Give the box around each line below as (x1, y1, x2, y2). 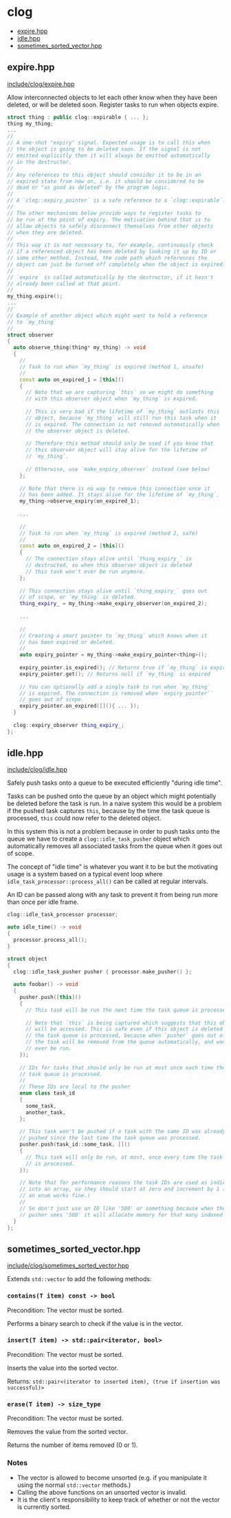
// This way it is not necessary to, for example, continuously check (7, 242, 214, 249)
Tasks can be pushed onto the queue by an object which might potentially (7, 792, 217, 801)
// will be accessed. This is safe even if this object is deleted (25, 1026, 223, 1033)
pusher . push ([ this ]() (19, 994, 81, 1001)
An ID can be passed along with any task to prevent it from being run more (7, 891, 218, 899)
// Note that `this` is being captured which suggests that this (25, 1020, 217, 1026)
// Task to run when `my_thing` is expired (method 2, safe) (19, 529, 198, 537)
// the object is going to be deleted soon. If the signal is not (7, 146, 201, 153)
